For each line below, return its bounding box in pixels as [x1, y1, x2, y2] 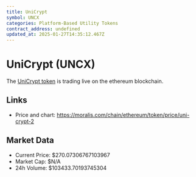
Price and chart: [15, 111, 56, 118]
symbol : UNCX [6, 15, 40, 21]
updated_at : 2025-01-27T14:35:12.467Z [6, 32, 105, 38]
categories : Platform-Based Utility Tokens [6, 20, 119, 26]
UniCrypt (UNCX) [6, 58, 96, 72]
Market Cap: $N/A [15, 158, 61, 165]
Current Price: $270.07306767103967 [15, 151, 111, 158]
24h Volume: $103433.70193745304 [15, 164, 107, 172]
